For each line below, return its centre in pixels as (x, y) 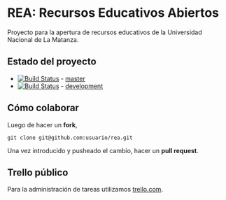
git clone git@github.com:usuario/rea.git (70, 138)
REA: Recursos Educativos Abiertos (113, 13)
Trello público (38, 172)
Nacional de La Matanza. (43, 39)
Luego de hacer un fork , (42, 124)
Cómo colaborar (43, 108)
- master (73, 78)
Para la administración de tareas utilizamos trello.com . (85, 190)
